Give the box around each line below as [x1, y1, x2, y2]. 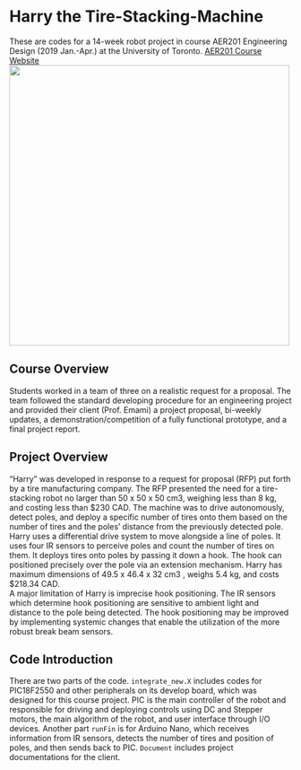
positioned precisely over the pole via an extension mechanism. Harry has [9, 559, 283, 570]
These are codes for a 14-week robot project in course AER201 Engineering [9, 36, 288, 47]
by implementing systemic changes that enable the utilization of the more [9, 617, 280, 627]
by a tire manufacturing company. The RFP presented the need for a [9, 483, 262, 494]
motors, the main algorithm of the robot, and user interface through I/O [9, 713, 271, 724]
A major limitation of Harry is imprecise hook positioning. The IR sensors [9, 588, 276, 599]
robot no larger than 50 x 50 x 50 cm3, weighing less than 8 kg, [42, 492, 278, 503]
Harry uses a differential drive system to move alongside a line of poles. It [9, 530, 281, 541]
